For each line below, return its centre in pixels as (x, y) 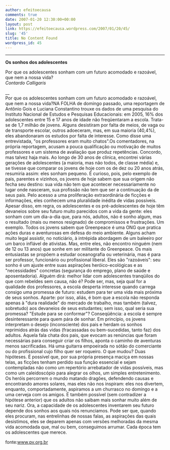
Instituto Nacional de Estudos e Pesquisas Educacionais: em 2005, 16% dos (84, 114)
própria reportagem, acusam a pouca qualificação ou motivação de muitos (83, 146)
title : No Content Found (31, 39)
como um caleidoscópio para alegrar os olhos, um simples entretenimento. (83, 373)
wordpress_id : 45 (24, 43)
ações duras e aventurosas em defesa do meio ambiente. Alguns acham (80, 233)
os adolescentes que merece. (36, 432)
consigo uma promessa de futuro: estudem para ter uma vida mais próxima (83, 292)
